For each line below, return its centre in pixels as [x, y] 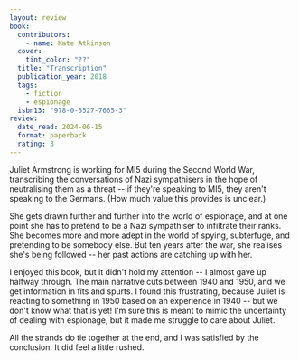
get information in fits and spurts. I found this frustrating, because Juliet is [147, 291]
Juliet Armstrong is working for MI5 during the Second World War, [132, 169]
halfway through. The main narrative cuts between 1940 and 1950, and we [148, 281]
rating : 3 [36, 144]
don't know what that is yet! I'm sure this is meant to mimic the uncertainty [148, 310]
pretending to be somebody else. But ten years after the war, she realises [146, 244]
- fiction [44, 93]
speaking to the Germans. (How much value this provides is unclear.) [138, 198]
